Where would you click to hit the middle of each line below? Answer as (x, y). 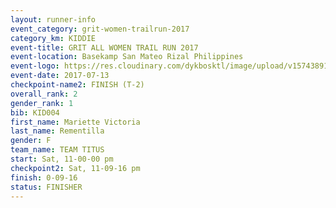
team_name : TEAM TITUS (57, 150)
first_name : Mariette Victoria (75, 122)
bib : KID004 (35, 112)
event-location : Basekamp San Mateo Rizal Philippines (127, 57)
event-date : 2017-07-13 (60, 76)
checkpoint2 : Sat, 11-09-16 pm (75, 168)
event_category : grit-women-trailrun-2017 (100, 29)
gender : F (31, 141)
